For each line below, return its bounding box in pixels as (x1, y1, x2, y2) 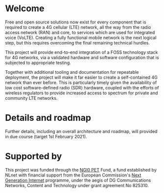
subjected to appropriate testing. (5, 60, 71, 65)
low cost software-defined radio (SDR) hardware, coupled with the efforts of (5, 85, 159, 90)
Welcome (5, 3, 45, 14)
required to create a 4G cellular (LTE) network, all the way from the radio (5, 24, 151, 30)
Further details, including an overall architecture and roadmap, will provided (5, 128, 158, 134)
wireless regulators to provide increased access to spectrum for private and (5, 90, 158, 96)
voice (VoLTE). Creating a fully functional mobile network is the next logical (5, 35, 157, 41)
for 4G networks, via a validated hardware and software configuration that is (5, 54, 159, 60)
